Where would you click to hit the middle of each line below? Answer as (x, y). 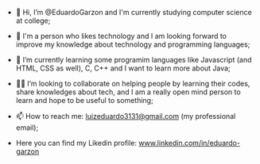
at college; (33, 21)
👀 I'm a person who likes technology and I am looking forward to (121, 36)
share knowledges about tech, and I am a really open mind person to (128, 92)
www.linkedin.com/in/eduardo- (190, 143)
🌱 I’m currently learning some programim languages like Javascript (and (134, 60)
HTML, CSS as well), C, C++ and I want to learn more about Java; (123, 68)
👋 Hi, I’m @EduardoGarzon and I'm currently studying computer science (134, 12)
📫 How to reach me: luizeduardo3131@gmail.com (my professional (126, 116)
